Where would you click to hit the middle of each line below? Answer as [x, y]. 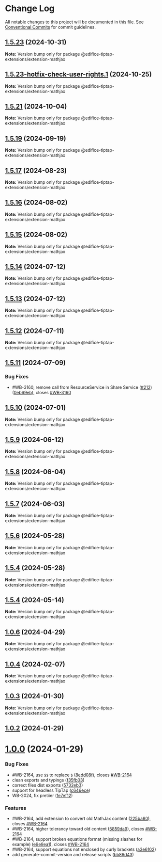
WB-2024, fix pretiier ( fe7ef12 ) [42, 795]
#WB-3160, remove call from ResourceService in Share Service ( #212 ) [82, 387]
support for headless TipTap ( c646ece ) [51, 790]
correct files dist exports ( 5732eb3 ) [47, 785]
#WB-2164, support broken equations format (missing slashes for [77, 839]
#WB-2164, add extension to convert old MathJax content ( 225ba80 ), [81, 819]
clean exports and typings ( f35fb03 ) [48, 780]
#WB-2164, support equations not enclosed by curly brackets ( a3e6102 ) [84, 849]
